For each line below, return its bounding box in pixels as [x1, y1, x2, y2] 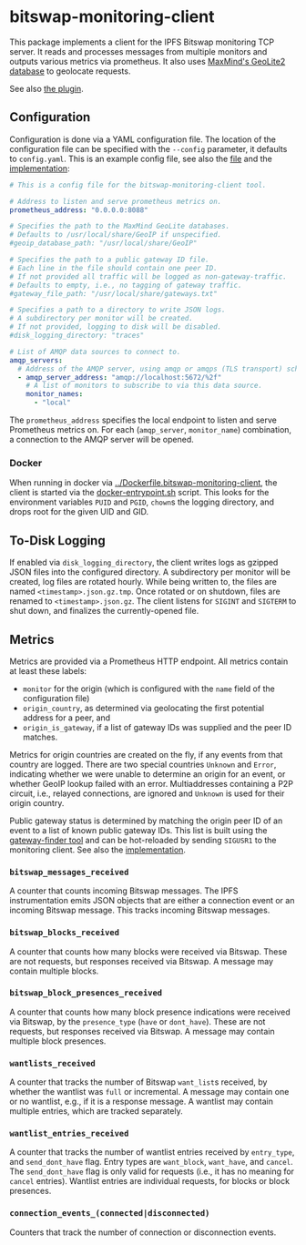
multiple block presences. [9, 1036, 107, 1046]
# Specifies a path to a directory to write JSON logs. [9, 305, 226, 315]
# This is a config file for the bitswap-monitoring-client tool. [9, 180, 267, 189]
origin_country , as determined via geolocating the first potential [22, 702, 265, 713]
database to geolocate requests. [9, 66, 131, 77]
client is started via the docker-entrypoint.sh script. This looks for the [9, 487, 270, 498]
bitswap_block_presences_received [9, 988, 162, 998]
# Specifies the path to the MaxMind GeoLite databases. [9, 221, 230, 231]
